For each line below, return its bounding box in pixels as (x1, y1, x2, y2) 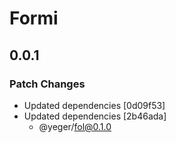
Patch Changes (9, 77, 86, 91)
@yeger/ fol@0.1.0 (38, 120, 112, 132)
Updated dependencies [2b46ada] (23, 110, 167, 122)
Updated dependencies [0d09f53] (23, 99, 166, 111)
